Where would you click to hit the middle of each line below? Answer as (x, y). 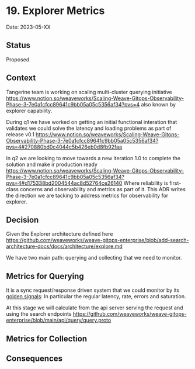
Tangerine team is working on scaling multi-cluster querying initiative (89, 92)
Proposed (18, 59)
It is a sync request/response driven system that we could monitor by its (93, 290)
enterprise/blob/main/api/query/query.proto (59, 320)
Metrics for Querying (45, 276)
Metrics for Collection (47, 338)
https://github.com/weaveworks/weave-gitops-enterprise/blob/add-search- (97, 240)
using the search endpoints (39, 314)
